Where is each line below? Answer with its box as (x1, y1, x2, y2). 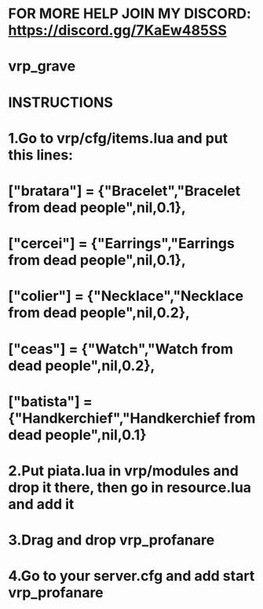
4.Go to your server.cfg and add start (8, 567, 255, 585)
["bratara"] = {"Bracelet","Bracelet (8, 182, 241, 200)
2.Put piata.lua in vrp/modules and (8, 461, 239, 479)
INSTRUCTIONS (8, 94, 114, 111)
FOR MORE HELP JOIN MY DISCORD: (8, 5, 251, 23)
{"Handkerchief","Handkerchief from (8, 409, 256, 427)
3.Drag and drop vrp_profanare (8, 531, 215, 549)
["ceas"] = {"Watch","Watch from (8, 339, 234, 358)
